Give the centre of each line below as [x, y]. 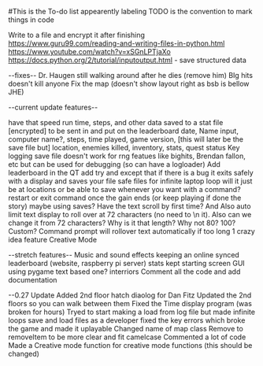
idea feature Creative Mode [52, 240]
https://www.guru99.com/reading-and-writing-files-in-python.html [117, 43]
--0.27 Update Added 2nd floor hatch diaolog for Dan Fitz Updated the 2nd [130, 295]
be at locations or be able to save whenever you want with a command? [125, 189]
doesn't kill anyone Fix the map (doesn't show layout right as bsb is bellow [129, 83]
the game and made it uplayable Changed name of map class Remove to [126, 329]
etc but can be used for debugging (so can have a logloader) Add [114, 164]
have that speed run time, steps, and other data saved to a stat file [116, 122]
